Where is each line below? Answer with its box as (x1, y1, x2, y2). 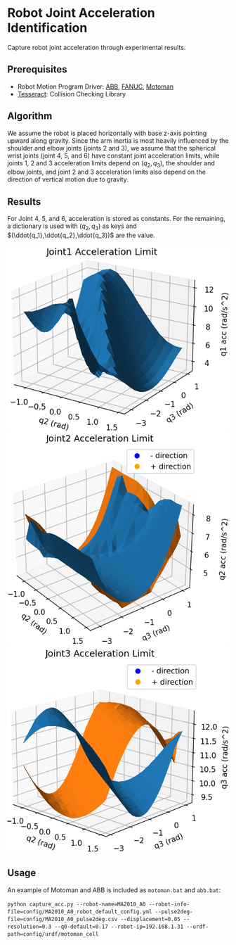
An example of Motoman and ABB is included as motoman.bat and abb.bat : (7, 885, 221, 894)
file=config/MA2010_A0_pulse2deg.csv (7, 915, 118, 922)
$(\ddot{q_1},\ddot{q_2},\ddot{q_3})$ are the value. (7, 231, 156, 239)
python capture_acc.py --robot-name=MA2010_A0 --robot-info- (7, 901, 190, 908)
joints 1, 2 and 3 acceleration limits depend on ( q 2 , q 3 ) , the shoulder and (7, 158, 216, 169)
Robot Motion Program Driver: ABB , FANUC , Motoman (17, 82, 174, 91)
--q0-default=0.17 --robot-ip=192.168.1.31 (54, 923, 184, 930)
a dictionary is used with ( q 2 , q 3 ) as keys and (7, 222, 137, 232)
